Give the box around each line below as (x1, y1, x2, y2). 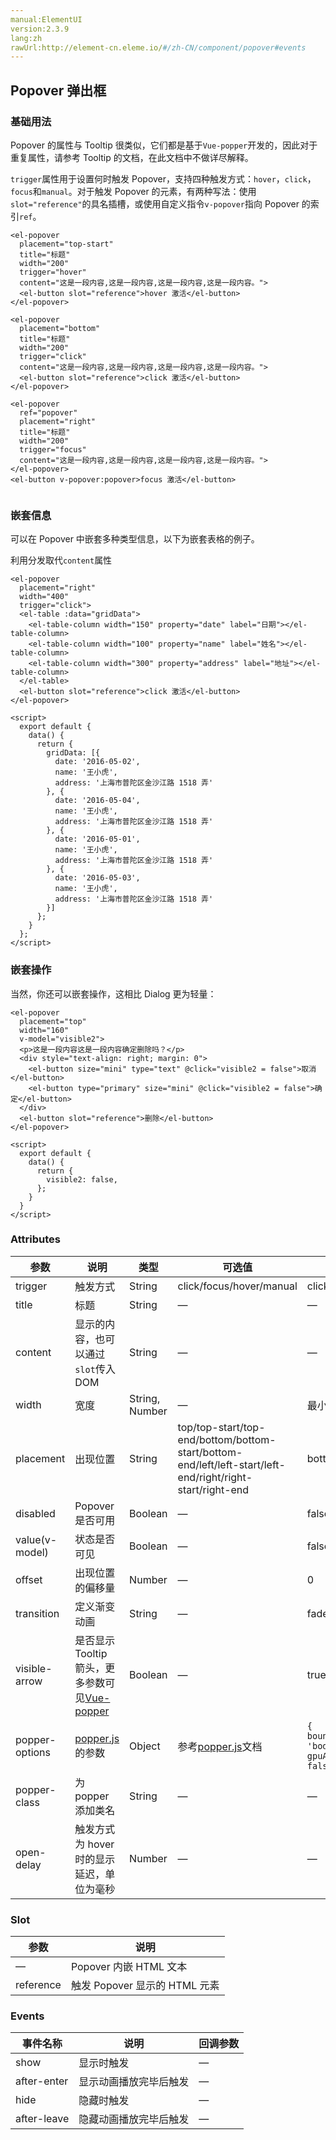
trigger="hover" (19, 267, 87, 277)
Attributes (10, 1232, 61, 1246)
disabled (15, 1506, 56, 1520)
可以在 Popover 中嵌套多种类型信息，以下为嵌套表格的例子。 (10, 533, 260, 545)
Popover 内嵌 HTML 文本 (70, 1960, 188, 1974)
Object (129, 1739, 161, 1753)
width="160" (19, 1025, 70, 1035)
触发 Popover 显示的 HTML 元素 (70, 1979, 220, 1993)
